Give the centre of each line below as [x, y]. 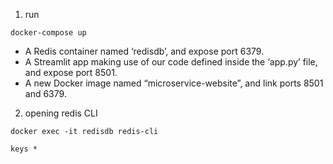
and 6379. [45, 93]
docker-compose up [48, 33]
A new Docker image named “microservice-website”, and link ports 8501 [174, 83]
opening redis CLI [61, 113]
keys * [24, 149]
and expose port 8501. [71, 72]
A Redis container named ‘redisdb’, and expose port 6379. [144, 51]
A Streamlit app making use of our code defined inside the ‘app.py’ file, [171, 62]
